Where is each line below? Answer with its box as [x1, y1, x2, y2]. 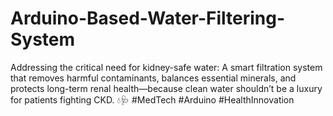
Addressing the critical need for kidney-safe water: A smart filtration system [10, 61, 323, 73]
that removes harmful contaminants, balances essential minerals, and [10, 72, 297, 84]
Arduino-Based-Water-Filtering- [10, 7, 286, 30]
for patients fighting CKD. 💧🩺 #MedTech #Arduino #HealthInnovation [10, 93, 295, 106]
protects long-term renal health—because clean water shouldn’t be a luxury [10, 82, 323, 94]
